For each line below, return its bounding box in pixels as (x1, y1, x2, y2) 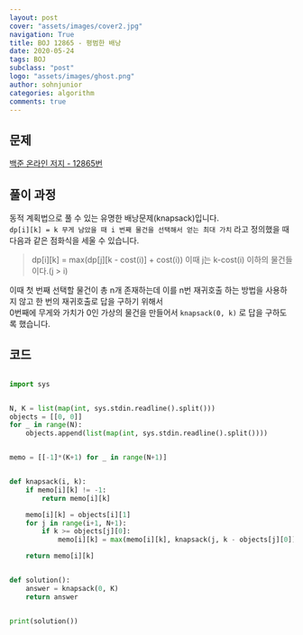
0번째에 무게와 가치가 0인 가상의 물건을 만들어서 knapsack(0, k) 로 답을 (9, 307, 263, 318)
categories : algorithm (9, 88, 95, 97)
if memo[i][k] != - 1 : (25, 485, 106, 494)
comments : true (9, 96, 67, 106)
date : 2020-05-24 (9, 47, 75, 56)
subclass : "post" (9, 64, 75, 73)
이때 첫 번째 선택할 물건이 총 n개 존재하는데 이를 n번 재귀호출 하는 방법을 (9, 285, 264, 295)
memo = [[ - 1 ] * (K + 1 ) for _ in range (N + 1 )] (9, 453, 168, 462)
